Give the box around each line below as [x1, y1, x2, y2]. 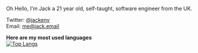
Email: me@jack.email [6, 23, 60, 29]
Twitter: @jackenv [6, 16, 50, 23]
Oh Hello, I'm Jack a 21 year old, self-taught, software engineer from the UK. [6, 5, 193, 12]
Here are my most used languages [6, 34, 92, 41]
